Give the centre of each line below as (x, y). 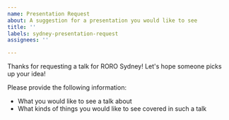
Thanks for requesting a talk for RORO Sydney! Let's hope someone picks (114, 66)
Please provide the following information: (67, 88)
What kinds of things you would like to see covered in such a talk (112, 109)
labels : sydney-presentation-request (63, 34)
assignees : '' (28, 40)
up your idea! (27, 74)
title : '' (22, 27)
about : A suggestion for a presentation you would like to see (102, 20)
